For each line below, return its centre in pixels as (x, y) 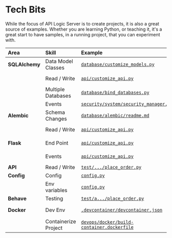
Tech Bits (26, 10)
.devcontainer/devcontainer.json (122, 210)
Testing (54, 198)
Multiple (55, 89)
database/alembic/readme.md (115, 115)
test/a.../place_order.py (113, 198)
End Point (57, 143)
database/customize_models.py (118, 64)
